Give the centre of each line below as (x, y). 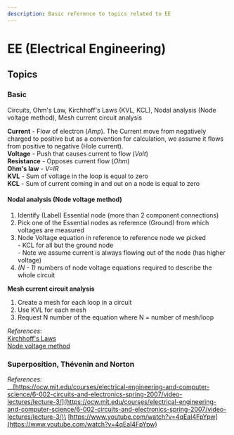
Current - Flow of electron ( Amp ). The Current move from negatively (107, 131)
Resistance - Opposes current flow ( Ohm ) (69, 161)
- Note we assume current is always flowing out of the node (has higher (122, 252)
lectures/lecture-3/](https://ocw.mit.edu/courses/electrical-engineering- (112, 402)
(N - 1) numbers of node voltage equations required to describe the (115, 267)
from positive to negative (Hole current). (65, 146)
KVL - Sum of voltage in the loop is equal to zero (78, 176)
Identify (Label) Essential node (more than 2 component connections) (118, 215)
